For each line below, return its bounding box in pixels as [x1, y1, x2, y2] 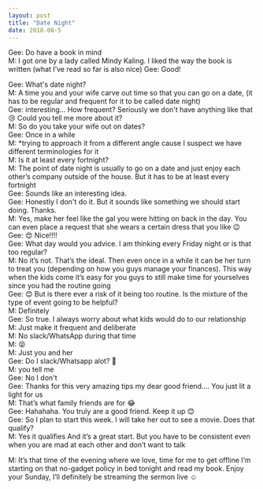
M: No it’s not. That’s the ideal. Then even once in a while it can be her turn [8, 256, 251, 265]
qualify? [8, 424, 34, 433]
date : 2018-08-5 [8, 26, 61, 34]
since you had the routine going [8, 281, 112, 290]
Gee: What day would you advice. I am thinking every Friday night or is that [8, 239, 252, 248]
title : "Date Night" [8, 19, 76, 27]
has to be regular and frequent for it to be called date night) [8, 96, 201, 106]
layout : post [8, 11, 51, 20]
